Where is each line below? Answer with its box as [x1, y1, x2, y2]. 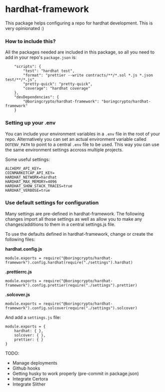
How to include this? [5, 37, 56, 44]
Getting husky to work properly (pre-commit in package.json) [12, 371, 139, 377]
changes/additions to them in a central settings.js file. [5, 221, 116, 227]
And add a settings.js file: [5, 314, 61, 320]
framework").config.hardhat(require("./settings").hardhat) [5, 260, 133, 265]
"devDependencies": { [14, 95, 59, 100]
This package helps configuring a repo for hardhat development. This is [5, 20, 153, 26]
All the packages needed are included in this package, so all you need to [5, 49, 155, 55]
